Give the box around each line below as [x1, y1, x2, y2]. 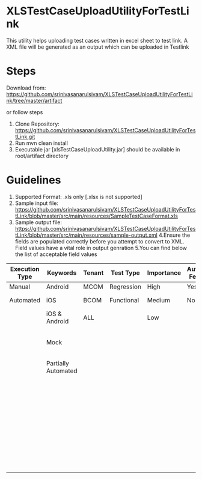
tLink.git [14, 133, 35, 140]
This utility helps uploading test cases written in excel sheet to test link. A [6, 37, 188, 44]
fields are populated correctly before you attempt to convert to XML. [14, 237, 185, 245]
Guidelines [6, 173, 61, 187]
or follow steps [6, 108, 43, 115]
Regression [109, 282, 141, 291]
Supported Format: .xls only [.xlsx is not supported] [14, 193, 142, 200]
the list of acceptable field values [14, 251, 97, 258]
